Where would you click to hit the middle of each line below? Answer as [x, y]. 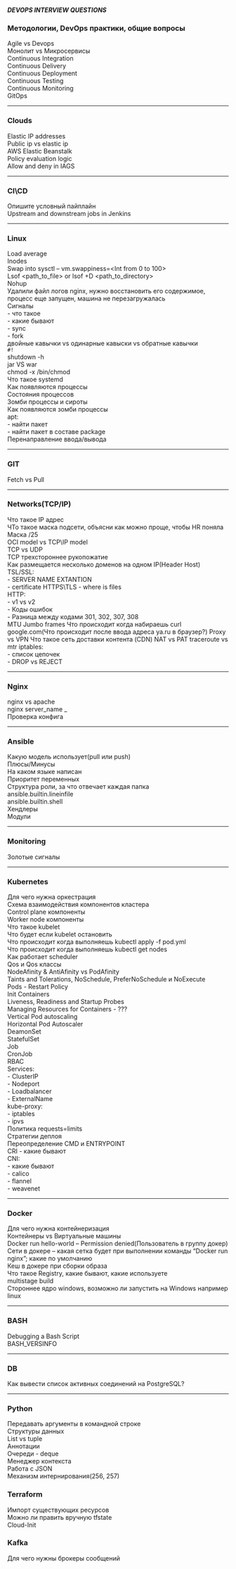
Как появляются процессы [47, 387]
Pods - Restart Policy [38, 987]
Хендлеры [23, 809]
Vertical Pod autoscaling [42, 1017]
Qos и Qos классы [34, 965]
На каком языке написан [45, 772]
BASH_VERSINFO [32, 1343]
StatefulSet [24, 1039]
